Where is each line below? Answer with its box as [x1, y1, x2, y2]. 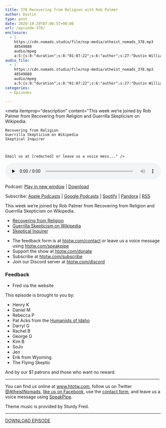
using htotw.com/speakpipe [12, 243, 69, 249]
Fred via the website [12, 283, 54, 288]
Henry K [12, 301, 30, 307]
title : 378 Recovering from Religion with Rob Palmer [5, 7, 119, 12]
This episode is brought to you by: [5, 292, 75, 298]
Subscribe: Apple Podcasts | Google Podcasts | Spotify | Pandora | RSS [5, 193, 151, 199]
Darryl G [12, 323, 30, 329]
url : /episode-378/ [5, 26, 45, 31]
